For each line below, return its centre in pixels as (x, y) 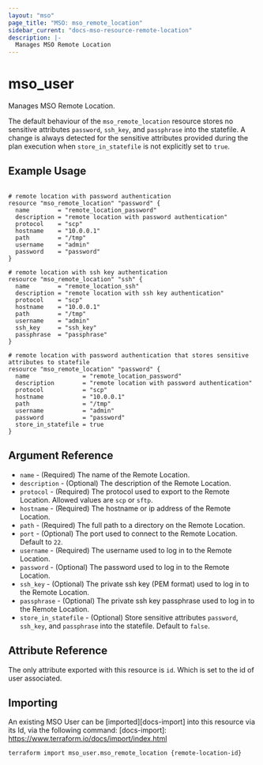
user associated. (35, 678)
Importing (33, 703)
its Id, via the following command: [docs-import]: (88, 730)
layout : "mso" (32, 15)
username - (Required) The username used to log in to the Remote (126, 550)
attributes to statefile (49, 362)
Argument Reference (61, 456)
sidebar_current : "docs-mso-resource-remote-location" (100, 30)
